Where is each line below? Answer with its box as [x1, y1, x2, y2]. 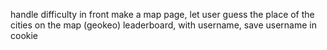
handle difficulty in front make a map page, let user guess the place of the [10, 9, 315, 20]
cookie [10, 30, 39, 41]
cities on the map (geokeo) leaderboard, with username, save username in [10, 19, 317, 31]
